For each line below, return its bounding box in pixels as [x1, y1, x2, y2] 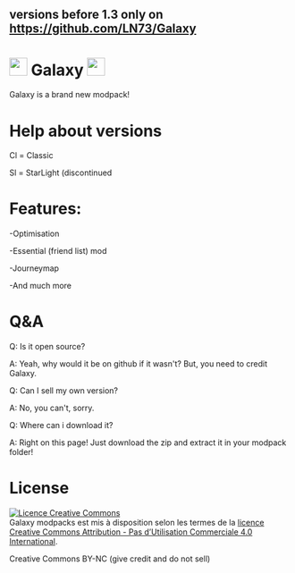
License [9, 478, 70, 499]
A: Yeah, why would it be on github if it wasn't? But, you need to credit [9, 358, 268, 369]
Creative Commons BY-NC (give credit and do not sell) [9, 553, 211, 564]
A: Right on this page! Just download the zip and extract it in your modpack [9, 437, 287, 448]
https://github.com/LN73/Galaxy [9, 21, 197, 37]
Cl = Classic [9, 150, 54, 161]
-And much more [9, 281, 72, 291]
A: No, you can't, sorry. [9, 402, 95, 414]
